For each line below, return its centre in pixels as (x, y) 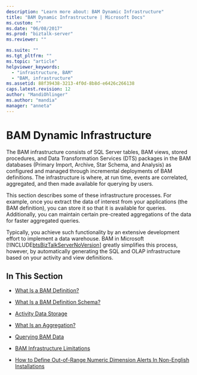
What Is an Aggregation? (45, 325)
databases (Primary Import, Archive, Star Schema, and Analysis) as (89, 164)
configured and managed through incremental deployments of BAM (89, 171)
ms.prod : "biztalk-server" (40, 34)
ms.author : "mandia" (32, 100)
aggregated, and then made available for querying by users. (80, 183)
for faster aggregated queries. (43, 220)
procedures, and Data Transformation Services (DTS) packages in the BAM (98, 158)
